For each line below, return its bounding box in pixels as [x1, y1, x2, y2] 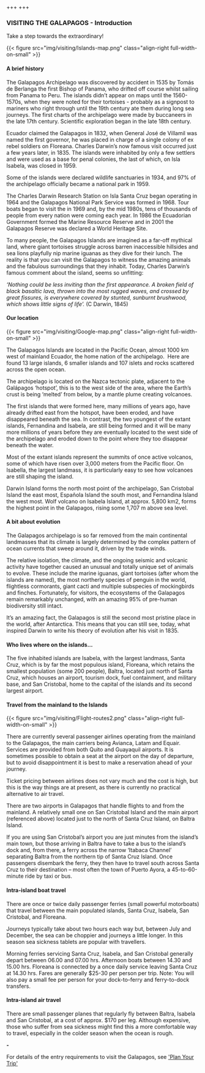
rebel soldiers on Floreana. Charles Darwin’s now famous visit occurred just [6, 142, 197, 150]
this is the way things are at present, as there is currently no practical [6, 784, 181, 791]
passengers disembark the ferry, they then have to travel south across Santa [6, 860, 199, 867]
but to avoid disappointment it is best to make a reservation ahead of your [6, 759, 193, 767]
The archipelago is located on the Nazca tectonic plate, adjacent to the [6, 377, 185, 385]
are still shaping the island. [6, 472, 74, 480]
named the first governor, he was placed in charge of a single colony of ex [6, 136, 194, 143]
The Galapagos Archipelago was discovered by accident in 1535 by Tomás [6, 78, 195, 86]
